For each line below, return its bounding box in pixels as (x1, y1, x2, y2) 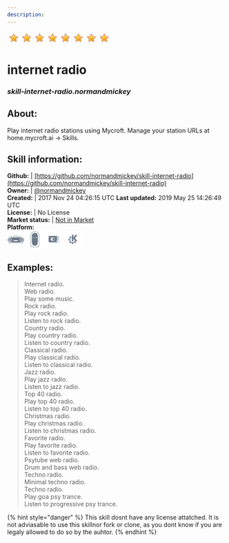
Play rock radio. (23, 309, 69, 317)
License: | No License (7, 208, 70, 217)
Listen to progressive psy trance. (23, 500, 118, 509)
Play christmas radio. (23, 419, 84, 428)
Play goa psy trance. (23, 493, 83, 501)
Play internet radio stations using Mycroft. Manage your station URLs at (7, 126, 210, 135)
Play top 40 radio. (23, 397, 75, 406)
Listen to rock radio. (23, 317, 81, 325)
